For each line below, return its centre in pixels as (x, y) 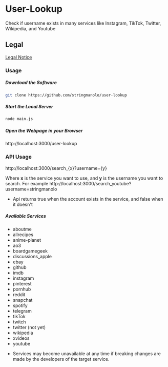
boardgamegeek (30, 251)
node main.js (19, 119)
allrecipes (23, 235)
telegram (22, 311)
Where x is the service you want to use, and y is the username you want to (84, 178)
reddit (19, 294)
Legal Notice (19, 57)
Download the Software (31, 83)
